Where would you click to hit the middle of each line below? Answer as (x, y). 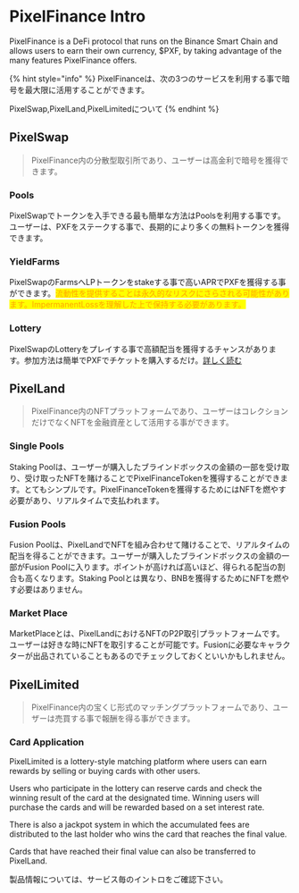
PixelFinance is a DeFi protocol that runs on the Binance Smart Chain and (144, 41)
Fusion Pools (38, 524)
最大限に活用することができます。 (87, 89)
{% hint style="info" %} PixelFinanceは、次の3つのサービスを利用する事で (146, 79)
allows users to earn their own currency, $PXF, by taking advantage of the (146, 50)
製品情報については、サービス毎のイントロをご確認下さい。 (119, 880)
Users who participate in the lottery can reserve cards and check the (136, 788)
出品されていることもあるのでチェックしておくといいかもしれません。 (161, 656)
